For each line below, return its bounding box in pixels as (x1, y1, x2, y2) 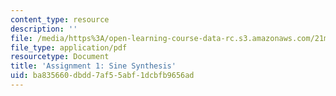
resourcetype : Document (10, 52, 110, 62)
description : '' (10, 24, 78, 34)
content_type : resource (10, 14, 110, 25)
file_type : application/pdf (10, 42, 128, 53)
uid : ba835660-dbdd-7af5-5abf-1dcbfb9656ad (10, 71, 195, 81)
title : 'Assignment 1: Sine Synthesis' (10, 61, 177, 71)
